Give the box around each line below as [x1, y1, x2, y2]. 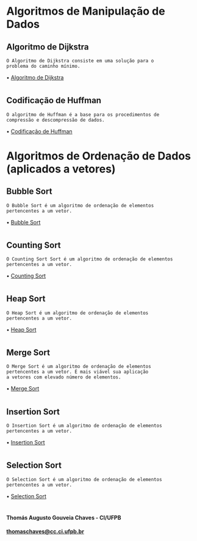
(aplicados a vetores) [6, 162, 116, 175]
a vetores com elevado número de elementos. [6, 374, 121, 380]
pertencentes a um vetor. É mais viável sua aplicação [6, 369, 149, 375]
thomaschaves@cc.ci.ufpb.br [6, 528, 84, 535]
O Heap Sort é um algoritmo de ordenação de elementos [6, 310, 149, 316]
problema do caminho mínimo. [6, 63, 81, 69]
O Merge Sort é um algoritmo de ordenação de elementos [6, 364, 151, 370]
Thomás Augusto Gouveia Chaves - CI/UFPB [6, 513, 121, 521]
